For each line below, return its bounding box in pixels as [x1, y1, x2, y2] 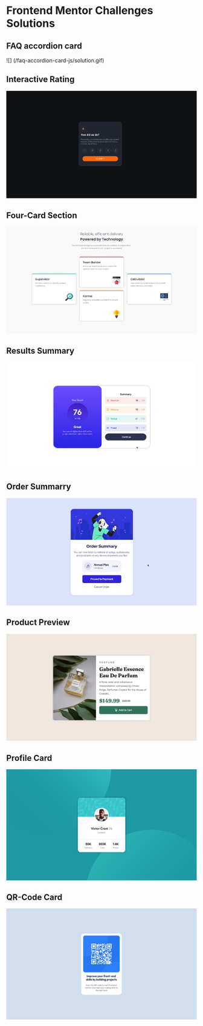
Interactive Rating [6, 74, 75, 85]
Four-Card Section [6, 210, 77, 220]
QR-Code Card [6, 892, 63, 902]
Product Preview [6, 617, 70, 628]
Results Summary [6, 346, 75, 356]
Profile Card [6, 753, 53, 763]
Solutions [6, 16, 56, 30]
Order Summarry [6, 482, 71, 492]
